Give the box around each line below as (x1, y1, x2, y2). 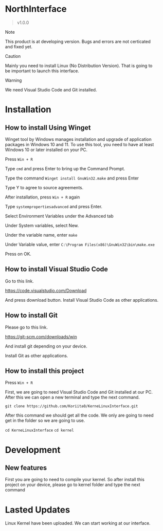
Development (5, 444, 61, 455)
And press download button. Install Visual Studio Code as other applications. (5, 297, 159, 303)
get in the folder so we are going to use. (5, 418, 85, 423)
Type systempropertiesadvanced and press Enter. (5, 203, 103, 209)
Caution (5, 53, 21, 59)
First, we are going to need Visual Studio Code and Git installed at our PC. (5, 389, 153, 395)
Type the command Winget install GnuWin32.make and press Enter (5, 175, 139, 181)
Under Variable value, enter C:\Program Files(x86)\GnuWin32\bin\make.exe (5, 241, 155, 247)
